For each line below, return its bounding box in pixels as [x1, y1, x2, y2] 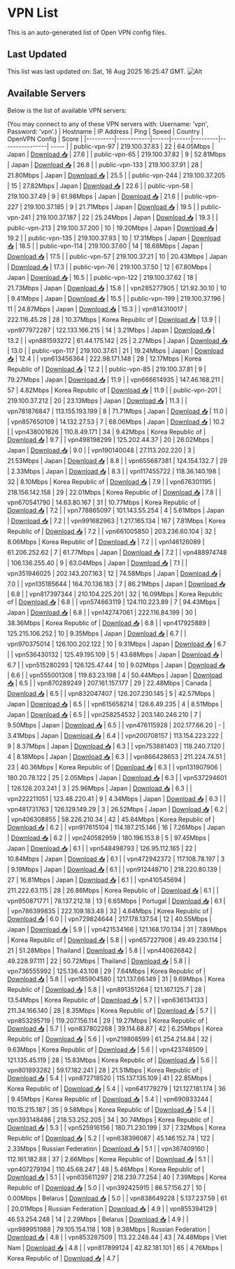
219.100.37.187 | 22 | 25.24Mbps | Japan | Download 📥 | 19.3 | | [36, 213, 218, 222]
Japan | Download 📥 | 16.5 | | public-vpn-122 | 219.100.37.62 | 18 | [7, 273, 197, 281]
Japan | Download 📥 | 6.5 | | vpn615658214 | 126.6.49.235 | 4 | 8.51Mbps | [7, 699, 223, 708]
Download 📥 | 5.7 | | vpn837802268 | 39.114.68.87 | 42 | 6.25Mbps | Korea [7, 1024, 223, 1033]
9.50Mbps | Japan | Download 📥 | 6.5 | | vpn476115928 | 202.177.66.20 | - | [7, 720, 225, 729]
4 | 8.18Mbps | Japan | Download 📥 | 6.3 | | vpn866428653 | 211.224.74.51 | [7, 752, 226, 760]
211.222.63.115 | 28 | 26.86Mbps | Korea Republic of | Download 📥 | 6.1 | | [7, 886, 219, 894]
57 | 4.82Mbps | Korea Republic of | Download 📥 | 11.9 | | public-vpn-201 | [7, 386, 222, 394]
